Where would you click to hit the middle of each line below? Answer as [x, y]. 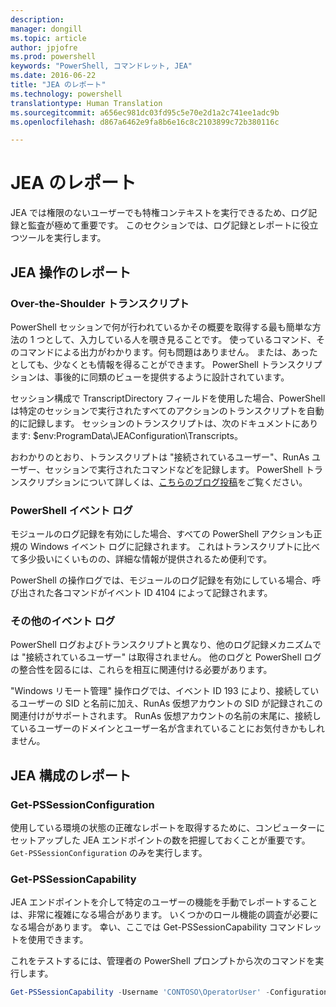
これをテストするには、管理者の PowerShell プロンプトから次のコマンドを [163, 961]
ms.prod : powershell [53, 57]
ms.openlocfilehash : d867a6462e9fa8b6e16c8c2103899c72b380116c [145, 122]
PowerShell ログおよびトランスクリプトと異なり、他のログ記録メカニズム [161, 645]
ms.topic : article [48, 38]
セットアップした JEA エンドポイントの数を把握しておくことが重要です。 [160, 840]
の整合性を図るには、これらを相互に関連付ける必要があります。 [141, 670]
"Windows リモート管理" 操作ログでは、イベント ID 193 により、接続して [160, 691]
